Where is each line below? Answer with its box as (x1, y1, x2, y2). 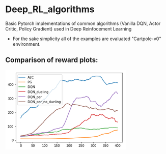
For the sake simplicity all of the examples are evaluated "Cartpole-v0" (12, 36, 161, 42)
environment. (12, 41, 41, 47)
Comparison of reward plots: (5, 56, 98, 65)
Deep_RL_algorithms (5, 4, 95, 15)
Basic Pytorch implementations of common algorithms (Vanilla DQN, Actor (5, 20, 161, 26)
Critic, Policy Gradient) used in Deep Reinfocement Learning (5, 25, 132, 32)
